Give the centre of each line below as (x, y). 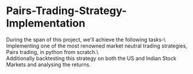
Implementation (46, 23)
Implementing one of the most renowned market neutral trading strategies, (97, 46)
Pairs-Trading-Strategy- (66, 11)
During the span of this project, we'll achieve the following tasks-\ (86, 39)
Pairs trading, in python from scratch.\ (52, 52)
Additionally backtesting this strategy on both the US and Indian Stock (91, 58)
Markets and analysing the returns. (49, 64)
